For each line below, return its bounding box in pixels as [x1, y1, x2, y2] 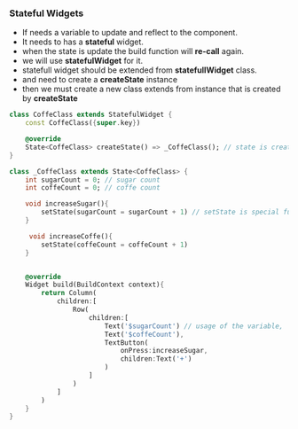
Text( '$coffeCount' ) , [104, 330, 184, 339]
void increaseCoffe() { [28, 231, 114, 241]
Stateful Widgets [9, 7, 84, 19]
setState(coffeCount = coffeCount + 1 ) [41, 240, 189, 249]
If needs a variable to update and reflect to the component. [21, 27, 238, 38]
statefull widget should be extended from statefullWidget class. [21, 65, 257, 75]
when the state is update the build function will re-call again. [21, 46, 245, 57]
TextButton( [104, 338, 149, 347]
